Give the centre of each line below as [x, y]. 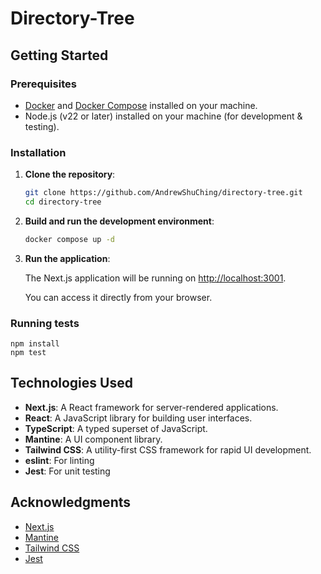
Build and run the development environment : [119, 221]
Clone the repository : [70, 174]
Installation [38, 152]
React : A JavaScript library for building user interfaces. [138, 418]
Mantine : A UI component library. [93, 439]
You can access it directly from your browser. [118, 297]
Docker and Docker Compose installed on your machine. [141, 105]
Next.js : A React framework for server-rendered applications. [151, 407]
